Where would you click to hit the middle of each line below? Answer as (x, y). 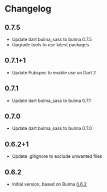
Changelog (28, 9)
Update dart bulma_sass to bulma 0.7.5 (52, 39)
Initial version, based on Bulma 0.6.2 (49, 184)
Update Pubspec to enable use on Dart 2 (54, 72)
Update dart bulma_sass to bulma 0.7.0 (52, 128)
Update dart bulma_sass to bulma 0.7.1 (51, 101)
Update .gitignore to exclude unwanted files (57, 156)
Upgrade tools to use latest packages (50, 45)
